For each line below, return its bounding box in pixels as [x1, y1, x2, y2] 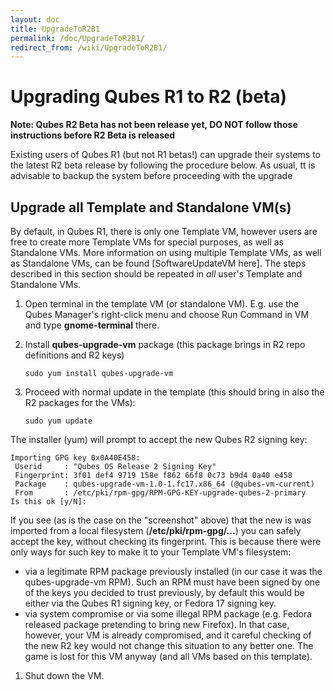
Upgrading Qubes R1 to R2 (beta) [10, 86, 288, 108]
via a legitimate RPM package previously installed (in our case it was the [24, 566, 323, 577]
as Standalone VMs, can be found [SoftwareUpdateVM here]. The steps [10, 257, 307, 269]
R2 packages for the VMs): [24, 397, 136, 408]
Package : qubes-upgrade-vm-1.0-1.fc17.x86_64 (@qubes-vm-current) [14, 479, 315, 489]
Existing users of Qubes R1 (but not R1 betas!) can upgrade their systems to [10, 149, 321, 161]
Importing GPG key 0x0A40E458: [10, 453, 141, 463]
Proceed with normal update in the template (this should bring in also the [24, 386, 325, 398]
